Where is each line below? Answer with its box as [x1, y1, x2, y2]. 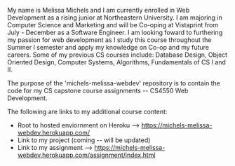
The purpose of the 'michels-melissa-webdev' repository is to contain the [7, 79, 221, 87]
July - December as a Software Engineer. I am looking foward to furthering [7, 28, 223, 36]
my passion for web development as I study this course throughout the [7, 36, 212, 44]
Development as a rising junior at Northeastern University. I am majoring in [7, 13, 223, 22]
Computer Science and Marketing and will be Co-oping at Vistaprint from [7, 21, 219, 29]
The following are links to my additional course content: [7, 108, 168, 116]
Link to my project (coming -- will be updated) [17, 136, 151, 144]
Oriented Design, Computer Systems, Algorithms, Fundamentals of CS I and [7, 58, 227, 66]
